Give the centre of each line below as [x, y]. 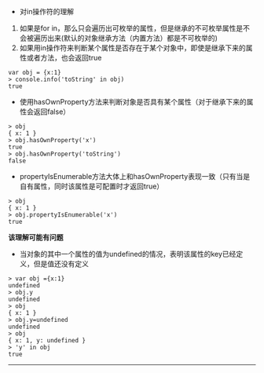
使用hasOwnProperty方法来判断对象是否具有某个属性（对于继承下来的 [133, 102]
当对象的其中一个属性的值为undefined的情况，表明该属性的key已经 [128, 254]
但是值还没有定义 [61, 264]
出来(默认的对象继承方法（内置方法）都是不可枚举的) [132, 38]
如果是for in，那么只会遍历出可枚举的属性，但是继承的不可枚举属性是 [131, 28]
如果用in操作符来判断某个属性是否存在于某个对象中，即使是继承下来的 [132, 48]
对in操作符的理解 [47, 11]
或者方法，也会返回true [64, 58]
